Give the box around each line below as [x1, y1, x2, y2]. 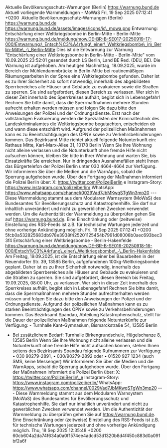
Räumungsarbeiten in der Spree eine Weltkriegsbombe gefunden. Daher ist [5, 73, 160, 79]
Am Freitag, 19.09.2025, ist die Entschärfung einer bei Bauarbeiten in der [5, 253, 155, 259]
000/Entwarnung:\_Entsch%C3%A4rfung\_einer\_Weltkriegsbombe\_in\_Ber [5, 41, 162, 47]
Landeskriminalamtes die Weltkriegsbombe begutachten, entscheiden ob [5, 121, 156, 127]
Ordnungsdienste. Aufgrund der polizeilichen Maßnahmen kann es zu [5, 301, 148, 307]
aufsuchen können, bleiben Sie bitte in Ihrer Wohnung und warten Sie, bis [5, 153, 156, 159]
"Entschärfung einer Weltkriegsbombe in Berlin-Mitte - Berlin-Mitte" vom [5, 52, 155, 58]
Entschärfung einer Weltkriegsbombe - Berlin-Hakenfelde [13, 237, 132, 243]
